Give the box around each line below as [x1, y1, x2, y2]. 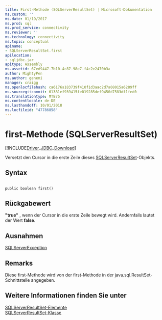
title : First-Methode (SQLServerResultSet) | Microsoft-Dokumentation [5, 7, 152, 12]
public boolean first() [5, 186, 54, 191]
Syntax [5, 169, 27, 177]
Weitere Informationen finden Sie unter [5, 292, 127, 300]
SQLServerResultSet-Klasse [5, 310, 62, 316]
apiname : [5, 44, 23, 49]
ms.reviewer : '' [5, 30, 38, 35]
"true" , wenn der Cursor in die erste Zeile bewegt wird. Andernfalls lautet [5, 212, 155, 218]
